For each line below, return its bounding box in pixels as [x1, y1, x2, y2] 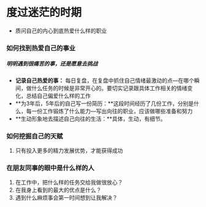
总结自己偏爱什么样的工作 [26, 92, 91, 99]
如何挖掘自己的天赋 [6, 132, 63, 140]
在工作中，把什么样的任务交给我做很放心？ [15, 179, 123, 186]
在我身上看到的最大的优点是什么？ [15, 186, 102, 194]
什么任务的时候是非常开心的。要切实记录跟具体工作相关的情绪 [31, 84, 188, 92]
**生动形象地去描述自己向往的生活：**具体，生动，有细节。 [15, 115, 166, 122]
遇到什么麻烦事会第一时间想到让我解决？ [15, 194, 118, 201]
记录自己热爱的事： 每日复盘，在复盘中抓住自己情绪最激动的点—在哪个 [15, 77, 194, 84]
